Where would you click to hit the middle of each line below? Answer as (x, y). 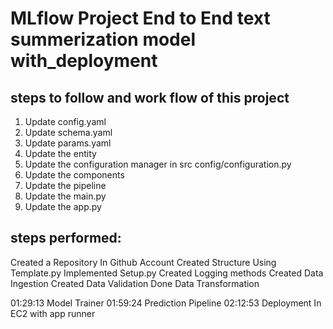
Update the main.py (65, 196)
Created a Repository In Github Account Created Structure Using (143, 262)
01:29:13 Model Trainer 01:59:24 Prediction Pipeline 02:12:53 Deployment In (166, 303)
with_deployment (84, 61)
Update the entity (60, 153)
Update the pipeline (65, 185)
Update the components (74, 175)
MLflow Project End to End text (140, 18)
